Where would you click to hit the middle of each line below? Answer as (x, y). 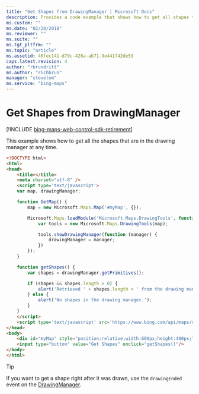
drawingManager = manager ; (82, 240)
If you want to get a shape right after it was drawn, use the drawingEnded (94, 378)
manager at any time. (32, 147)
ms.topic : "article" (32, 51)
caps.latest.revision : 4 (37, 61)
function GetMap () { (42, 202)
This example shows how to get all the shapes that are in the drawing (91, 141)
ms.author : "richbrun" (34, 73)
